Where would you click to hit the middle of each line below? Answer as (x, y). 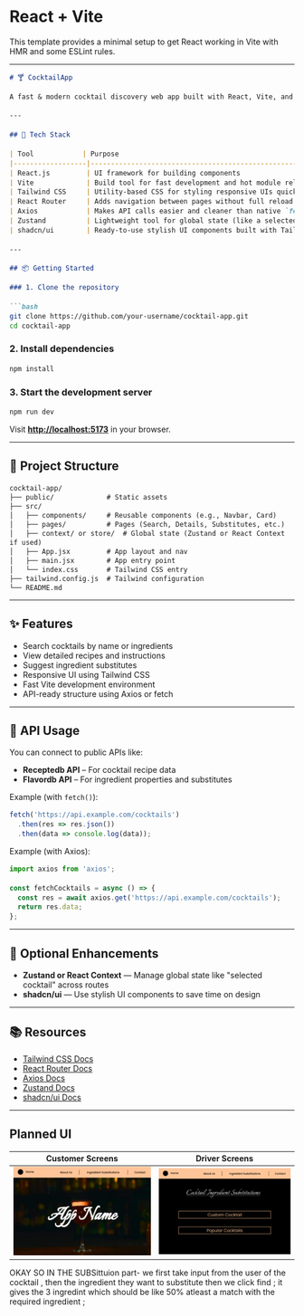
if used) (26, 542)
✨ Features (41, 624)
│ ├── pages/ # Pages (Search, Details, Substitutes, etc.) (147, 524)
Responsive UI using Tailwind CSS (86, 674)
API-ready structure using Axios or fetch (98, 693)
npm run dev (32, 412)
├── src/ (26, 506)
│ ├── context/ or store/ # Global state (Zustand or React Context (147, 533)
